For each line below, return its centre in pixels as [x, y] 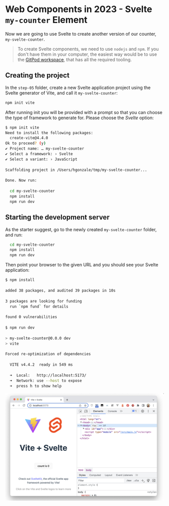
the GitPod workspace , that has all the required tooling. [75, 59]
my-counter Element [47, 20]
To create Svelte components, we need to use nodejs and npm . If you [88, 49]
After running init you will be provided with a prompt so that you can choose [84, 112]
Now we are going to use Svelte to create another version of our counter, [81, 34]
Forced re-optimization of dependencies [48, 354]
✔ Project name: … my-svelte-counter [45, 149]
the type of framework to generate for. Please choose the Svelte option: [80, 118]
